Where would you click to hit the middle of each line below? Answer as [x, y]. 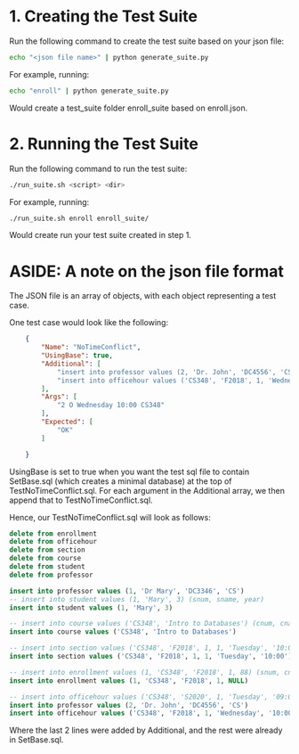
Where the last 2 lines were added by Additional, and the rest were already [146, 730]
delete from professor [51, 575]
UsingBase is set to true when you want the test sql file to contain [129, 471]
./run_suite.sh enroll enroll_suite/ [79, 218]
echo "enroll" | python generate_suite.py [89, 91]
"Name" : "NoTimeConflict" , [91, 348]
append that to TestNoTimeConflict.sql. [81, 500]
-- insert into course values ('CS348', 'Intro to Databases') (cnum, [143, 624]
